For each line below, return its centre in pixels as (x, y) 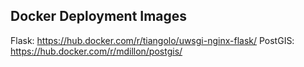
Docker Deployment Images (99, 16)
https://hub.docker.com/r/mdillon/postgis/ (96, 51)
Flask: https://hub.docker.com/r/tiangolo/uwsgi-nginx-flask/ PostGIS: (152, 40)
